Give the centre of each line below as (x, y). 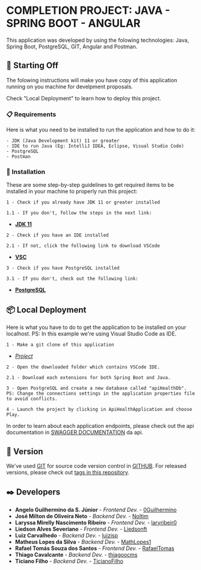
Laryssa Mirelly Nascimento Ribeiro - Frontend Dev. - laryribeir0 (96, 522)
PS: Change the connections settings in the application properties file (101, 393)
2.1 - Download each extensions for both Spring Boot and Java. (88, 378)
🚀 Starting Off (32, 66)
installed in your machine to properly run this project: (72, 192)
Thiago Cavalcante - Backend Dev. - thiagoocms (76, 554)
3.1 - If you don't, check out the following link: (72, 279)
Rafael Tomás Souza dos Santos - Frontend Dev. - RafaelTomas (94, 548)
